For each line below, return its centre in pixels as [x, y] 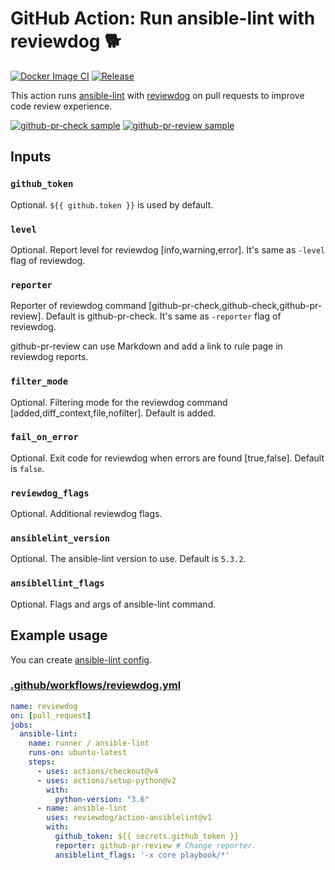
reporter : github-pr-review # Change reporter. [155, 845]
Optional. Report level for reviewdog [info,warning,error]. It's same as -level [168, 249]
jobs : [21, 725]
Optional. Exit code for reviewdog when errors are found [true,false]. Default [167, 458]
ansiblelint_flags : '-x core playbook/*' [142, 855]
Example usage [59, 635]
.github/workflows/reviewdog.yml [96, 685]
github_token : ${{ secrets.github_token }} [147, 837]
